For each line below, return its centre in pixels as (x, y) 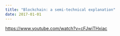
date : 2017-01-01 (23, 14)
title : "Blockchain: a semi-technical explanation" (60, 10)
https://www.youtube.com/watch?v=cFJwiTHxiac (56, 28)
